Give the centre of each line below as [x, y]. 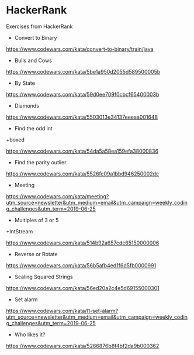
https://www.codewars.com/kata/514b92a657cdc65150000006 [83, 243]
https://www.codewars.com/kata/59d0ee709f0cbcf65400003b [83, 94]
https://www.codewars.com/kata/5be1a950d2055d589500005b [83, 71]
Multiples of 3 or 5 [37, 220]
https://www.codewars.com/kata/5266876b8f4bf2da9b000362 [83, 346]
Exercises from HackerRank [39, 26]
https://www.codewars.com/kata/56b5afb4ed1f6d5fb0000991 [81, 265]
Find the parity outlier [40, 162]
